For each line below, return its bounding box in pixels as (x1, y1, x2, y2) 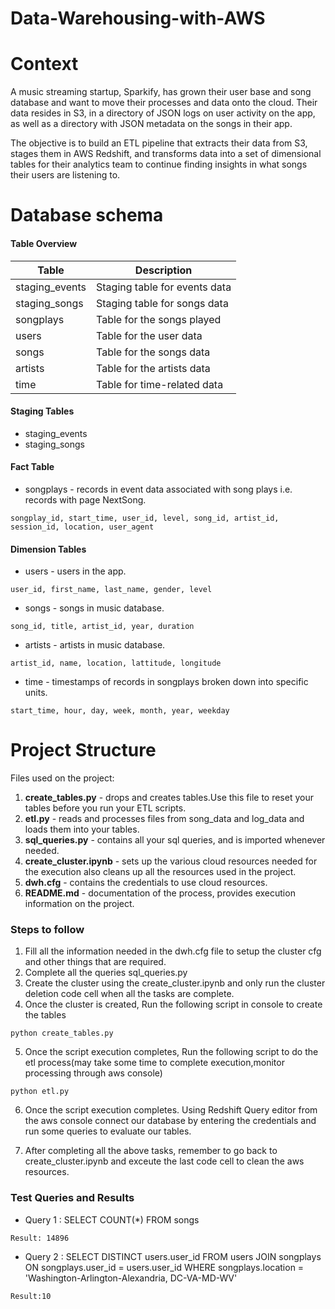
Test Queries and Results (10, 1191, 135, 1205)
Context (10, 53, 79, 76)
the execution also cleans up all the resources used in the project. (24, 866, 297, 878)
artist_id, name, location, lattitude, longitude (10, 658, 222, 669)
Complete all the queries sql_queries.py (24, 967, 188, 979)
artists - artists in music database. (24, 639, 166, 651)
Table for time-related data (96, 377, 224, 391)
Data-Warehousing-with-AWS (10, 7, 266, 30)
